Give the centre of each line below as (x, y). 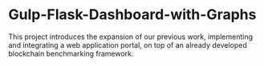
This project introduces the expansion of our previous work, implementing (130, 37)
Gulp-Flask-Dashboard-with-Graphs (132, 15)
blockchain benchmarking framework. (71, 53)
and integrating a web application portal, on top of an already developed (128, 45)
